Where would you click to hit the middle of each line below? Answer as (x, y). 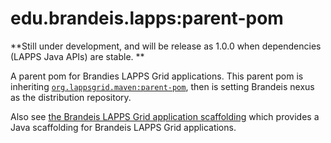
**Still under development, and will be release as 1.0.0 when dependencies (166, 46)
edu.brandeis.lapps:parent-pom (147, 18)
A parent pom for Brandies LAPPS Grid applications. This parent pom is (157, 76)
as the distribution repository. (71, 97)
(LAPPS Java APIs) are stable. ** (77, 56)
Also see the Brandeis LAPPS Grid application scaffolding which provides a (165, 116)
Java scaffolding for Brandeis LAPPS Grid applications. (123, 127)
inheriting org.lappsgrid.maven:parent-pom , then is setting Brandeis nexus (162, 86)
